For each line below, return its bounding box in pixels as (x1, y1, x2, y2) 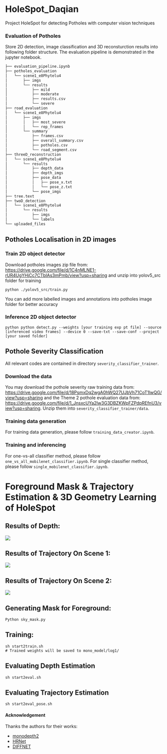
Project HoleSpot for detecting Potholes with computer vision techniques (5, 20, 155, 26)
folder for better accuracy (5, 301, 58, 307)
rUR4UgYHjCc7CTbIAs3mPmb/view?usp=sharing (5, 272, 108, 278)
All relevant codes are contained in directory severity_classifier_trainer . (5, 360, 159, 366)
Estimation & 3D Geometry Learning (5, 491, 157, 503)
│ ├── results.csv (5, 96, 66, 102)
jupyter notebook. (5, 54, 42, 60)
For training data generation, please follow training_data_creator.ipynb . (5, 429, 155, 435)
